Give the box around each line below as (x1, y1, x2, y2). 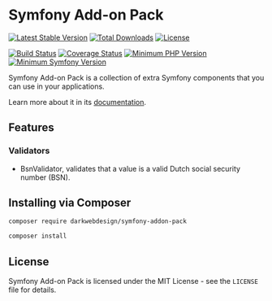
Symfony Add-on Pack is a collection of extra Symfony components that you (8, 72, 265, 82)
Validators (8, 145, 50, 156)
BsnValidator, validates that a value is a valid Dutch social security (19, 164, 241, 173)
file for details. (8, 285, 57, 294)
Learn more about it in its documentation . (8, 97, 147, 107)
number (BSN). (19, 172, 71, 182)
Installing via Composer (8, 196, 132, 210)
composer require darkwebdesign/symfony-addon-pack (8, 217, 187, 225)
